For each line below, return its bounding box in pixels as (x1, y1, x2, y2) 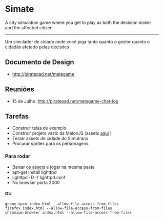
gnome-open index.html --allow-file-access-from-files (5, 201, 119, 206)
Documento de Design (5, 58, 74, 66)
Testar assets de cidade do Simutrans (12, 136, 88, 141)
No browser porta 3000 (12, 179, 60, 185)
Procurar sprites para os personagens (12, 140, 89, 147)
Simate (5, 3, 34, 15)
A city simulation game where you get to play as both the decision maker (5, 20, 151, 25)
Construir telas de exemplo (12, 125, 67, 131)
